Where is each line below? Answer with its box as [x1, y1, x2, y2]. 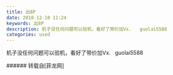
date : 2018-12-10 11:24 [6, 15, 67, 21]
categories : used [6, 32, 51, 38]
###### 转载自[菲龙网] [6, 62, 65, 70]
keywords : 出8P [6, 20, 44, 26]
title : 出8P [6, 9, 36, 15]
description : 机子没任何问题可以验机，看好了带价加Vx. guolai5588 [6, 26, 168, 32]
